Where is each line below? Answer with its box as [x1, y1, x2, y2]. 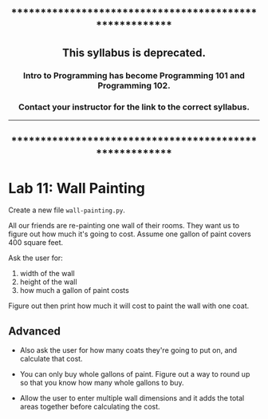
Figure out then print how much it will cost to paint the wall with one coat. [8, 301, 250, 310]
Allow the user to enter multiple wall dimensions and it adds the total [19, 393, 245, 403]
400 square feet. [8, 238, 64, 247]
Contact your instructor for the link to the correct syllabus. [18, 101, 250, 113]
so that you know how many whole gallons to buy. [19, 378, 185, 388]
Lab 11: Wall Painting [8, 179, 146, 197]
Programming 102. [97, 80, 171, 91]
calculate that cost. [19, 354, 83, 364]
